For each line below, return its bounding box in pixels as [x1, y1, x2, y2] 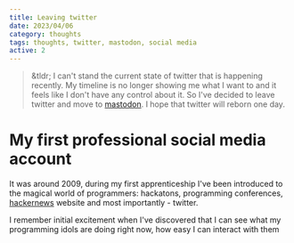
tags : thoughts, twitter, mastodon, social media [9, 37, 198, 47]
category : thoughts [9, 29, 82, 38]
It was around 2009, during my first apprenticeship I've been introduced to [9, 179, 283, 190]
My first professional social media [9, 130, 266, 150]
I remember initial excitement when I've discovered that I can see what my [9, 215, 282, 225]
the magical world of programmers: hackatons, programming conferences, [9, 188, 283, 198]
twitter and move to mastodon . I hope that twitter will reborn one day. [30, 99, 285, 109]
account [9, 149, 72, 169]
